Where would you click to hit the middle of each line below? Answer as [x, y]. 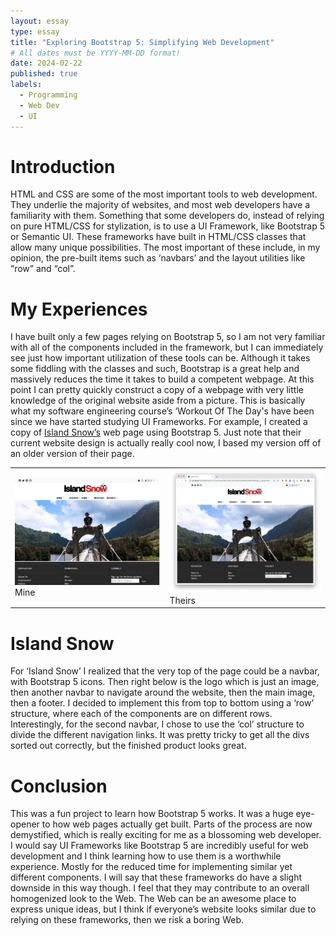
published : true [44, 74]
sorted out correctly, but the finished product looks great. [128, 746]
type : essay [35, 31]
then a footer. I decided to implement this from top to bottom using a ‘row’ [162, 703]
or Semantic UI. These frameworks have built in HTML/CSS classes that [158, 237]
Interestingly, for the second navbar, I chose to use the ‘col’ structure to [157, 724]
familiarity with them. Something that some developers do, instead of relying [167, 216]
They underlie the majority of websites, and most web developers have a [160, 205]
